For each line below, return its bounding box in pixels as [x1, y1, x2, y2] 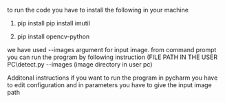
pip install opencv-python [17, 32, 90, 41]
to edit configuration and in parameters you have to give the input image [7, 81, 212, 89]
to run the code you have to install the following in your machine [7, 6, 189, 14]
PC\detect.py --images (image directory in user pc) [7, 60, 153, 68]
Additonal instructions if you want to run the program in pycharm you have [7, 73, 218, 82]
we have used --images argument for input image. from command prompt [7, 46, 217, 54]
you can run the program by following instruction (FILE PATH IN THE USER [7, 53, 218, 61]
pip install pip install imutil [17, 19, 91, 27]
